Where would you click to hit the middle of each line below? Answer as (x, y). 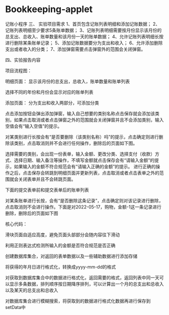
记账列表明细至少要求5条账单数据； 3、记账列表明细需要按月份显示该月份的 (83, 30)
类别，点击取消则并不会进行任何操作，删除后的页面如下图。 (75, 143)
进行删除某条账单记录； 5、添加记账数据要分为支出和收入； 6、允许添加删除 (84, 43)
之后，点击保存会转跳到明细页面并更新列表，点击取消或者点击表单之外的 (84, 173)
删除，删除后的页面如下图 (32, 213)
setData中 (16, 307)
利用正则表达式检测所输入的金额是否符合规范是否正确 (60, 245)
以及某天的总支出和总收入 (32, 290)
